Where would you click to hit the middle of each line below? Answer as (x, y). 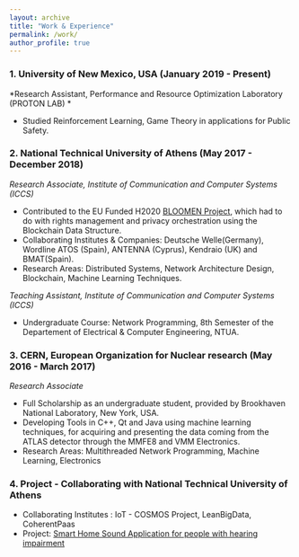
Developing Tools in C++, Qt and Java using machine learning (136, 422)
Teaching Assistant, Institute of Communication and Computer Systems (142, 295)
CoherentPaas (48, 524)
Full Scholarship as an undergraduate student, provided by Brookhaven (154, 403)
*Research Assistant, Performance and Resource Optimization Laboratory (146, 93)
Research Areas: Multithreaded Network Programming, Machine (141, 451)
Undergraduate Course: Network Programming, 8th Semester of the (148, 322)
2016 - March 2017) (53, 367)
